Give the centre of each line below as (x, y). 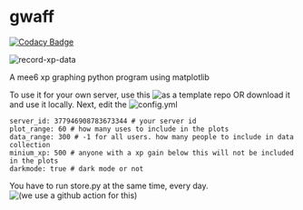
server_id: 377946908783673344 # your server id (103, 121)
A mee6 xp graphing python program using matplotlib (110, 77)
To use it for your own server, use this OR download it (150, 95)
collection (30, 145)
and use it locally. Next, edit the (68, 104)
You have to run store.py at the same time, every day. (109, 185)
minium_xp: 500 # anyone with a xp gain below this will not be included (152, 153)
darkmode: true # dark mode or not (77, 169)
